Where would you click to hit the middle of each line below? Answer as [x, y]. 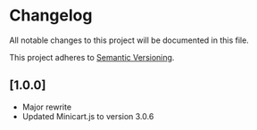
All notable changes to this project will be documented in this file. [129, 40]
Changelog [51, 16]
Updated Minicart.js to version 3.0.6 [88, 116]
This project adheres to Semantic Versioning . [92, 57]
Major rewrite [47, 107]
